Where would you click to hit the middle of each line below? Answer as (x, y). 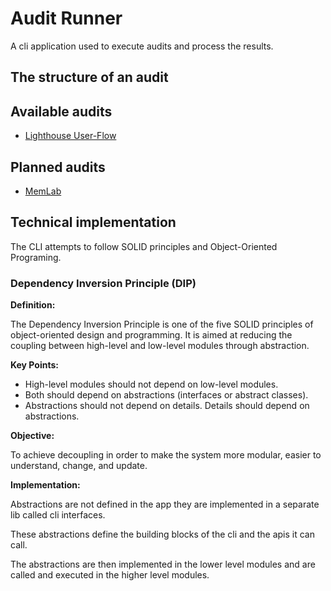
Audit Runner (66, 18)
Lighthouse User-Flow (70, 136)
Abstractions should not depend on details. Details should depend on (167, 406)
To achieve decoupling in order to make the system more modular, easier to (166, 455)
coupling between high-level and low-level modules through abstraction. (160, 346)
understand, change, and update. (79, 466)
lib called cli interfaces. (58, 515)
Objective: (32, 436)
